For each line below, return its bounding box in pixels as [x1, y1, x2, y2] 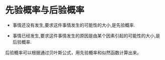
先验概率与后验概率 [5, 4, 85, 16]
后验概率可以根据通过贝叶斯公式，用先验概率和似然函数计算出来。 [5, 49, 141, 55]
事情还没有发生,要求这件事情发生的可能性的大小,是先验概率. [12, 22, 135, 28]
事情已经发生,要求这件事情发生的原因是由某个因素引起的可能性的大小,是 [12, 32, 160, 38]
